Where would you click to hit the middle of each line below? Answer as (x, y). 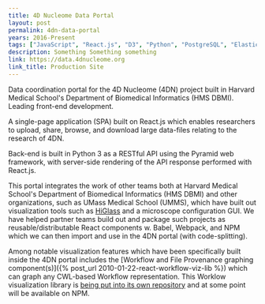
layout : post (30, 23)
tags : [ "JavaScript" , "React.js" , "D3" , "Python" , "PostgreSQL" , (118, 45)
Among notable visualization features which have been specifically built (125, 251)
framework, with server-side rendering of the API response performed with (130, 162)
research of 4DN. (36, 138)
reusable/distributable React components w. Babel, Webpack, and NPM (124, 227)
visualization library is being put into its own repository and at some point (127, 284)
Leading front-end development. (61, 106)
